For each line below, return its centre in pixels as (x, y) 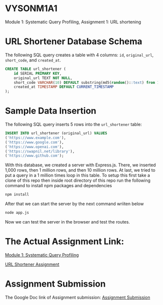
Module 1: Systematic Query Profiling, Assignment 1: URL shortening (73, 22)
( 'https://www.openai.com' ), (34, 147)
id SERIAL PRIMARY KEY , (38, 73)
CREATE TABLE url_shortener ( (36, 69)
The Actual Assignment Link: (65, 242)
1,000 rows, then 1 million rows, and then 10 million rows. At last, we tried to (80, 170)
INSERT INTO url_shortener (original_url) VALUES (56, 133)
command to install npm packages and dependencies (59, 186)
